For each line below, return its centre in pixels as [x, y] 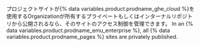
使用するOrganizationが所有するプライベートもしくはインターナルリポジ [97, 16]
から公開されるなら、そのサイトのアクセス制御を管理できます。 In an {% [102, 24]
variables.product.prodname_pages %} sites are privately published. [92, 37]
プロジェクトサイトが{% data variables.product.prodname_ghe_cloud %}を [101, 9]
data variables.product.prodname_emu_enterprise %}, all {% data [88, 30]
